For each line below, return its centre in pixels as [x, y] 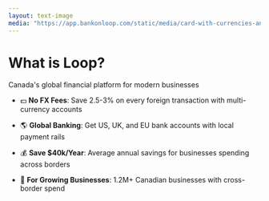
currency [35, 110]
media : [19, 23]
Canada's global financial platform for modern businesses [104, 85]
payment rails [42, 137]
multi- [237, 100]
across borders [45, 164]
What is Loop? [57, 63]
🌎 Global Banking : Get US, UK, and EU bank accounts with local [127, 126]
